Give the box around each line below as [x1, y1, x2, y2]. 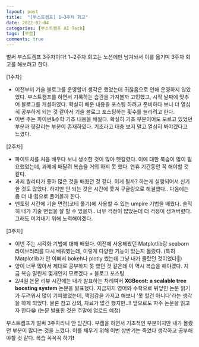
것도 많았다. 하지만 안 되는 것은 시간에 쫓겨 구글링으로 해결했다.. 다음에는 [21, 185, 189, 192]
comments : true [6, 36, 44, 42]
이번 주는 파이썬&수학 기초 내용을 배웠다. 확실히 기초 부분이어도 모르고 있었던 [14, 116, 193, 122]
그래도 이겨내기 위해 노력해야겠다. [14, 215, 93, 222]
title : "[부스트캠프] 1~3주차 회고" [6, 14, 89, 20]
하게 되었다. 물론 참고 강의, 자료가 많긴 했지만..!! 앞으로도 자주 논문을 [21, 300, 179, 306]
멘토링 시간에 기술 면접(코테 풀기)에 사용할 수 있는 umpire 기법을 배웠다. [14, 200, 181, 207]
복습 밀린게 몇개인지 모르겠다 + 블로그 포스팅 [21, 270, 125, 276]
